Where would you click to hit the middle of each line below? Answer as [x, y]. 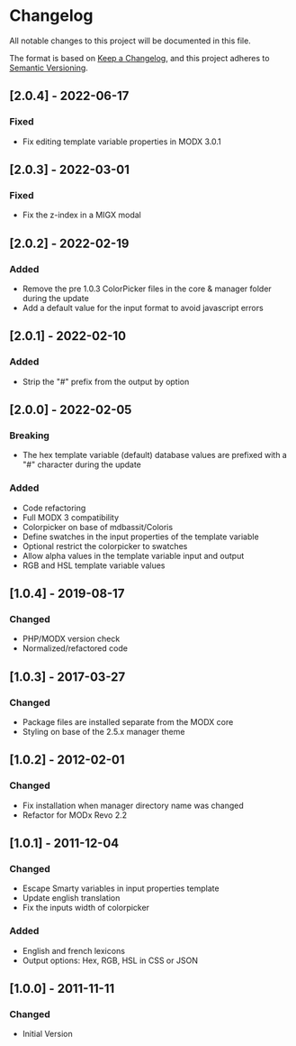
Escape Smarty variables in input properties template [121, 888]
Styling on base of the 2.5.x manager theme [103, 732]
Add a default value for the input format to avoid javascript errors [143, 308]
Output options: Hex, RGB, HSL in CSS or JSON [110, 960]
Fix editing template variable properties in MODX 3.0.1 [122, 142]
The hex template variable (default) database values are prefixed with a [155, 455]
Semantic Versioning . [49, 68]
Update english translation [71, 898]
